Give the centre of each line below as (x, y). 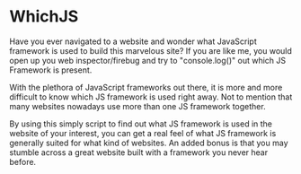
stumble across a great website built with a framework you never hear (138, 152)
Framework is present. (51, 70)
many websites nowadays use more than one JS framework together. (138, 106)
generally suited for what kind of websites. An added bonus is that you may (149, 143)
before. (23, 161)
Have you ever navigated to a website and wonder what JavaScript (133, 41)
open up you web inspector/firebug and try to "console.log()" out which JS (148, 60)
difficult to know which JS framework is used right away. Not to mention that (151, 97)
